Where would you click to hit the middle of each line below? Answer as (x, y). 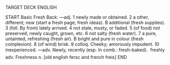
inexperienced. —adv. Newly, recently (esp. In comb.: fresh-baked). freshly (85, 50)
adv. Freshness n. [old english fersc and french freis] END (66, 57)
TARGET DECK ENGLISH (31, 7)
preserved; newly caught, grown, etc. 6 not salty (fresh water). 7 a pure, (81, 33)
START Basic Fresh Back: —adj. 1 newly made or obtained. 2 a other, (77, 17)
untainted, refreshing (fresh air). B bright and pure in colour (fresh (75, 39)
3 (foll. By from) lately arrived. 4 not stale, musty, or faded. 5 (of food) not (83, 28)
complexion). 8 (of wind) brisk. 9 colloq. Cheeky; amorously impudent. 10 (82, 44)
